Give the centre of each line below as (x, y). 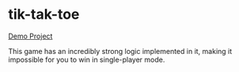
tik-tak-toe (44, 14)
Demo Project (30, 36)
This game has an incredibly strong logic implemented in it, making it (120, 51)
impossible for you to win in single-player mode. (87, 59)
